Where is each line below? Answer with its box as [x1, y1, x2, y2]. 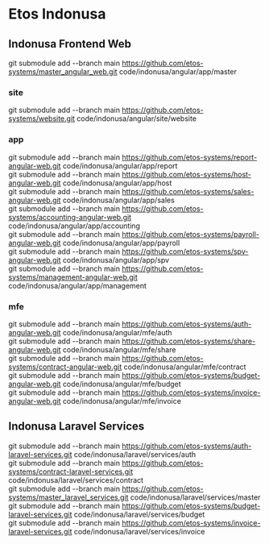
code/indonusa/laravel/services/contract [8, 475, 143, 484]
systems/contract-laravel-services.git [8, 467, 134, 476]
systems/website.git [8, 114, 75, 123]
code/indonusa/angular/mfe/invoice [62, 396, 181, 405]
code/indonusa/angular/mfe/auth [62, 327, 172, 337]
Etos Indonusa [8, 5, 106, 23]
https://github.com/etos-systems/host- [122, 169, 252, 179]
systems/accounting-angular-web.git [8, 212, 131, 222]
